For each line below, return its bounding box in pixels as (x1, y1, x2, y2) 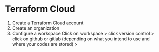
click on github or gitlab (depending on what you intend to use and (12, 36, 150, 42)
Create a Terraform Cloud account (12, 20, 84, 26)
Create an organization (12, 25, 60, 31)
